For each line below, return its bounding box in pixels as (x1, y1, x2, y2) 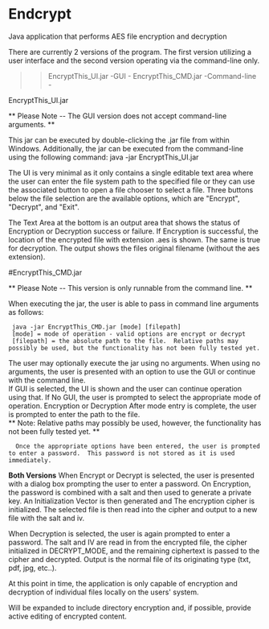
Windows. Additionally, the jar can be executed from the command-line (8, 143, 243, 153)
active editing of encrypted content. (8, 611, 127, 621)
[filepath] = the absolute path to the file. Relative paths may (11, 337, 239, 345)
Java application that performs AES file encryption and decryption (8, 31, 227, 41)
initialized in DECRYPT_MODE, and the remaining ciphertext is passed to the (8, 545, 260, 556)
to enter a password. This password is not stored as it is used (8, 449, 235, 457)
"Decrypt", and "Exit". (8, 202, 80, 212)
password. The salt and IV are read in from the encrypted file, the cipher (8, 537, 247, 547)
